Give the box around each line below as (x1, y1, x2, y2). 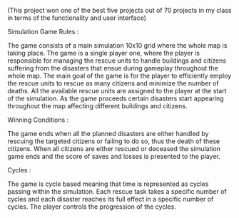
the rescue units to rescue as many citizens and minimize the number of (7, 79, 219, 88)
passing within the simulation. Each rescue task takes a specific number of (7, 187, 227, 195)
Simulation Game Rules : (7, 28, 79, 36)
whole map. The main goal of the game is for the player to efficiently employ (7, 71, 232, 80)
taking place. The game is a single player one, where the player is (7, 49, 200, 57)
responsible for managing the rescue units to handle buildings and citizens (7, 56, 227, 65)
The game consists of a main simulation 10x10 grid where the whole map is (7, 41, 228, 49)
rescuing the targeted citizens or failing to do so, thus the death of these (7, 137, 220, 145)
